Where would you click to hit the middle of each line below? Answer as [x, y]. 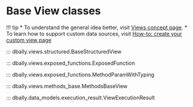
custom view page [29, 40]
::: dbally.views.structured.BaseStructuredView [64, 51]
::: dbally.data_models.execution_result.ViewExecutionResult [81, 97]
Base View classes [54, 11]
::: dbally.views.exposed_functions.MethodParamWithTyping [80, 74]
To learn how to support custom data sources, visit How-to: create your [94, 33]
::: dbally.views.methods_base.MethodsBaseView [67, 86]
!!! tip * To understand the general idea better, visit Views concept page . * [97, 27]
